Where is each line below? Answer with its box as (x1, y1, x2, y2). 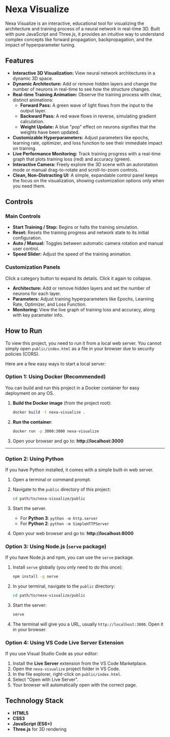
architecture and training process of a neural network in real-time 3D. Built (5, 25, 160, 31)
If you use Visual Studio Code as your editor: (5, 650, 99, 657)
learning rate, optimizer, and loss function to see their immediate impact (12, 140, 163, 146)
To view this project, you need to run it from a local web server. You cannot (5, 340, 162, 346)
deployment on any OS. (5, 390, 54, 396)
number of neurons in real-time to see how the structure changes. (12, 86, 151, 92)
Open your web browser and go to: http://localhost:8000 (12, 530, 134, 536)
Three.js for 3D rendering (12, 726, 67, 732)
